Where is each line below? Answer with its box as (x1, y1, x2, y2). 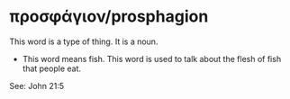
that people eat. (22, 63, 81, 74)
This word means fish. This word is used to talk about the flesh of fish (22, 53, 282, 64)
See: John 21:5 (9, 80, 65, 91)
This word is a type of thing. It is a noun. (9, 36, 159, 47)
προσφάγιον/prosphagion (9, 6, 209, 27)
